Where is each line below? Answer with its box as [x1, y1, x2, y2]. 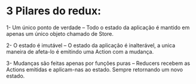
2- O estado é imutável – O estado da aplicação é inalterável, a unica [6, 42, 176, 49]
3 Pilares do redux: [6, 4, 102, 18]
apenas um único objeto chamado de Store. [6, 30, 114, 37]
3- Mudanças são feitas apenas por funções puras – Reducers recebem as [6, 60, 190, 67]
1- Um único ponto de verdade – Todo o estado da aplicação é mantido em [6, 24, 190, 31]
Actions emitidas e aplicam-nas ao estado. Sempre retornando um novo [6, 66, 183, 73]
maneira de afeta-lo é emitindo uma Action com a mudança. [6, 48, 154, 55]
